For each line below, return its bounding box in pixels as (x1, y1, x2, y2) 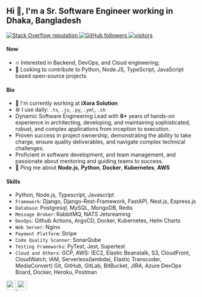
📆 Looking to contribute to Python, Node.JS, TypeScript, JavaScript (15, 66, 184, 73)
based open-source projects (15, 72, 87, 79)
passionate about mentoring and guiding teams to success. (15, 158, 164, 165)
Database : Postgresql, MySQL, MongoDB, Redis (15, 204, 133, 212)
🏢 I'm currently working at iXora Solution (15, 99, 118, 107)
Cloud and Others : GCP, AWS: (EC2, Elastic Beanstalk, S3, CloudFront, (15, 249, 191, 256)
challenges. (15, 145, 44, 152)
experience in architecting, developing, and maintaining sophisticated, (15, 119, 191, 126)
